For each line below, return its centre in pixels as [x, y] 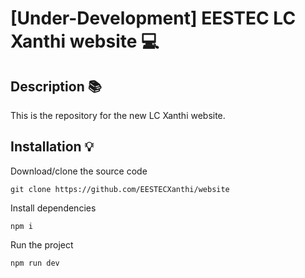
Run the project [42, 244]
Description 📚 [56, 86]
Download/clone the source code [79, 171]
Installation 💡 [52, 147]
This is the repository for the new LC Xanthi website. [118, 115]
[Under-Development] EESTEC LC [153, 18]
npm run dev [35, 263]
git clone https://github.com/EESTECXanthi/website [120, 189]
